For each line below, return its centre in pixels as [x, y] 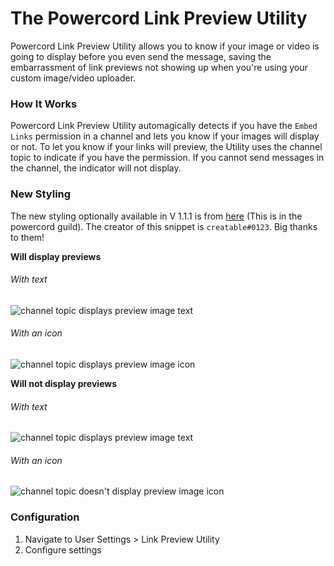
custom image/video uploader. [73, 78]
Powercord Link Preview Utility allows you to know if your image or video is [165, 46]
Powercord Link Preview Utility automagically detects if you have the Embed [164, 126]
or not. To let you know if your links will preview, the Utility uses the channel [166, 147]
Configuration [45, 517]
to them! [27, 237]
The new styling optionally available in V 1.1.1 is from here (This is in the [156, 216]
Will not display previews [64, 383]
